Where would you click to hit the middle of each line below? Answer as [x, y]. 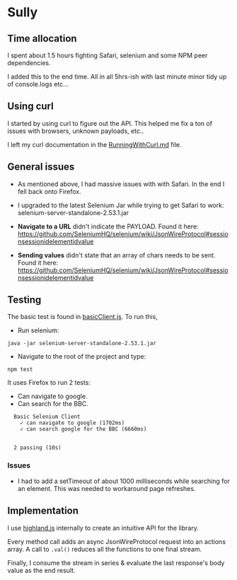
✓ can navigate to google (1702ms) [73, 423]
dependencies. [29, 63]
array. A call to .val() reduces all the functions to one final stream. [105, 549]
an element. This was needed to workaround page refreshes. [106, 488]
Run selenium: [38, 330]
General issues [41, 167]
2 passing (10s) [37, 448]
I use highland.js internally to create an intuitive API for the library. [103, 528]
